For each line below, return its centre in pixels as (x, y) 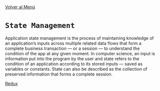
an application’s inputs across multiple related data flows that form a (73, 43)
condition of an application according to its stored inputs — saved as (74, 64)
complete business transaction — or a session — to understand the (72, 48)
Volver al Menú (20, 7)
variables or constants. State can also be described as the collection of (76, 69)
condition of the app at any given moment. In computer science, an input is (80, 53)
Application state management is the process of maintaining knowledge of (80, 38)
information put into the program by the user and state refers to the (72, 59)
